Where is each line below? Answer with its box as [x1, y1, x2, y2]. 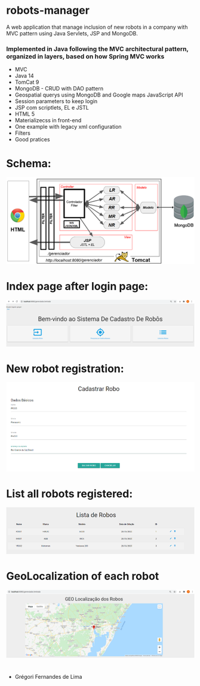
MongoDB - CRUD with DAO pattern [14, 85, 103, 92]
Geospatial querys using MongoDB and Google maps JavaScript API [14, 91, 183, 99]
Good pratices [14, 136, 50, 143]
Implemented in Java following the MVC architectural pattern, [6, 44, 189, 53]
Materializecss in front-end [14, 117, 82, 124]
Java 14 [14, 72, 34, 80]
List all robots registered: [6, 487, 133, 501]
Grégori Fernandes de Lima [14, 673, 82, 681]
